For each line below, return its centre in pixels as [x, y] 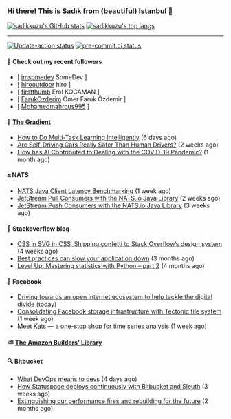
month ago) [33, 159]
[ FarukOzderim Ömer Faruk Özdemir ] [71, 99]
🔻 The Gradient [29, 122]
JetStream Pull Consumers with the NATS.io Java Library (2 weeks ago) [119, 198]
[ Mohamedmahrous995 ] [53, 106]
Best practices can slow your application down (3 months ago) [106, 258]
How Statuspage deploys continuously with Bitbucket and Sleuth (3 [112, 387]
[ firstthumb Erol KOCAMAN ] [58, 92]
